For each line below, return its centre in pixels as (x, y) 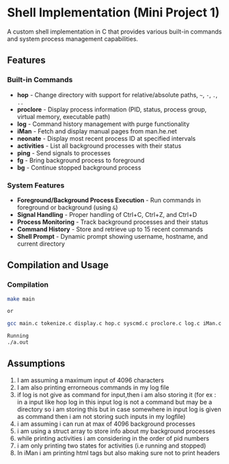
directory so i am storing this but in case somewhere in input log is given (119, 409)
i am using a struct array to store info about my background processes (116, 431)
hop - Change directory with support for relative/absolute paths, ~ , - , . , (117, 94)
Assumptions (36, 364)
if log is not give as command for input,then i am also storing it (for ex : (117, 394)
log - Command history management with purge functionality (103, 124)
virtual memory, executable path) (64, 116)
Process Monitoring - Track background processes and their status (112, 222)
